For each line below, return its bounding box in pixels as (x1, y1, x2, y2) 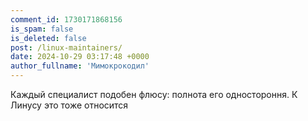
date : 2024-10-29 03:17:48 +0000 (10, 52, 150, 62)
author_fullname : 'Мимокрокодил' (10, 61, 150, 71)
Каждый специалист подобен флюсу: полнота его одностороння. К (10, 89, 298, 100)
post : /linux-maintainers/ (10, 42, 123, 53)
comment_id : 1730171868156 (10, 14, 123, 25)
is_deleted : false (10, 33, 87, 43)
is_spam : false (10, 24, 74, 34)
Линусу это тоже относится (10, 99, 129, 111)
